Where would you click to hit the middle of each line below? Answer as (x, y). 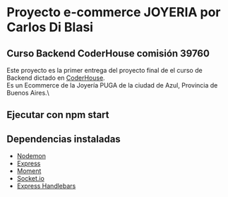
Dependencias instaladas (64, 139)
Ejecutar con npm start (58, 115)
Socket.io (31, 179)
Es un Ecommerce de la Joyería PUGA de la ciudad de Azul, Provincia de (112, 85)
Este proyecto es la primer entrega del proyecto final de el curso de (104, 70)
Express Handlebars (46, 186)
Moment (29, 171)
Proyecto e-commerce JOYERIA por (114, 12)
